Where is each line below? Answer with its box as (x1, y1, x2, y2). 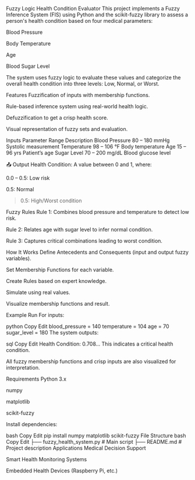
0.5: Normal (6, 186, 34, 192)
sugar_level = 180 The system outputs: (6, 329, 99, 336)
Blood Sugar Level (6, 63, 50, 70)
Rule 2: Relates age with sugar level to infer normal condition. (6, 226, 153, 233)
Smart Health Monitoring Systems (6, 456, 87, 462)
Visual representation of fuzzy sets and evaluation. (6, 126, 128, 132)
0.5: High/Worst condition (20, 197, 83, 204)
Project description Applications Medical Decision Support (6, 444, 147, 451)
